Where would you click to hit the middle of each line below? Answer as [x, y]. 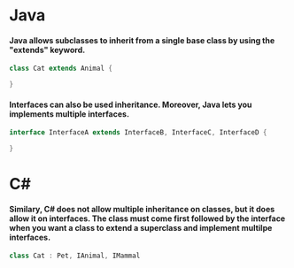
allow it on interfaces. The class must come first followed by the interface [147, 218]
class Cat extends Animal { [61, 69]
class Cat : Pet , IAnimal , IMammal [75, 256]
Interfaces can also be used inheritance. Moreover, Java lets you [131, 104]
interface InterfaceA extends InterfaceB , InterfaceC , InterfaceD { [138, 133]
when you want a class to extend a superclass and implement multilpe [141, 227]
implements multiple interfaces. [70, 114]
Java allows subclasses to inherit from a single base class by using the [142, 40]
